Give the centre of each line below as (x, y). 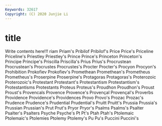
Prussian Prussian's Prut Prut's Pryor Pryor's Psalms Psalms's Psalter (74, 108)
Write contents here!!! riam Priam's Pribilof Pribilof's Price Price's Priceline (79, 51)
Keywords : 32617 (21, 9)
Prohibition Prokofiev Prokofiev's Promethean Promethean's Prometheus (78, 72)
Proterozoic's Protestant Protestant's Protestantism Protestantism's (72, 82)
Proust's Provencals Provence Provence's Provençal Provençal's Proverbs (79, 93)
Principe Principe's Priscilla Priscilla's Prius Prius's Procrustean (68, 62)
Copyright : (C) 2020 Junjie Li (37, 14)
